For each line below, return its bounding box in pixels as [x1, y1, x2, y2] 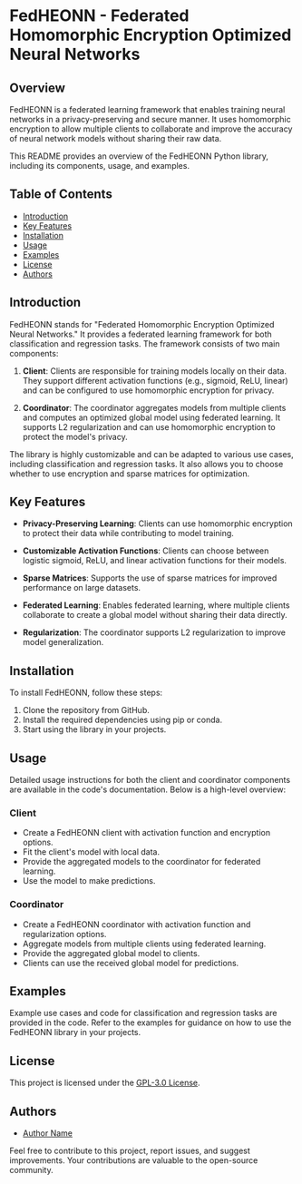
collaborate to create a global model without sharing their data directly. [22, 610, 287, 621]
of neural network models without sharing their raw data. [9, 133, 222, 143]
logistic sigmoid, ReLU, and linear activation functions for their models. [22, 555, 287, 566]
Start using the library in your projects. [22, 724, 167, 735]
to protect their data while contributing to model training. [22, 528, 234, 539]
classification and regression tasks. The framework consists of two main [9, 338, 280, 349]
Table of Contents [9, 187, 113, 202]
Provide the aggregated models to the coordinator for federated [22, 856, 261, 867]
